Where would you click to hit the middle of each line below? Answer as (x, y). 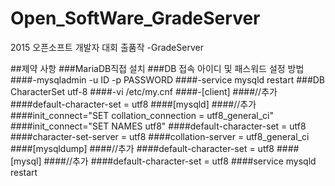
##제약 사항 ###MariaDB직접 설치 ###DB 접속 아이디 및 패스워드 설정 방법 (157, 68)
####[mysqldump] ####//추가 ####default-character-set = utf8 (142, 148)
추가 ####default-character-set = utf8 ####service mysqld (194, 161)
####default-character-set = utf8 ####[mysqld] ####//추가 (133, 104)
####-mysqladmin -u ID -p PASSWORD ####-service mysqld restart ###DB (168, 79)
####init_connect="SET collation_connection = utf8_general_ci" (142, 115)
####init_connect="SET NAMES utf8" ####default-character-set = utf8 (158, 126)
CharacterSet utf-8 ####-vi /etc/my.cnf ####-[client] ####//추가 (144, 91)
